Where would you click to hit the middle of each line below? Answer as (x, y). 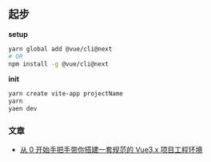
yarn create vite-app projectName (66, 94)
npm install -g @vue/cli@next (59, 64)
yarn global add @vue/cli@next (60, 49)
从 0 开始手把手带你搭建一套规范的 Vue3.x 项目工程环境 (111, 150)
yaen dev (23, 109)
